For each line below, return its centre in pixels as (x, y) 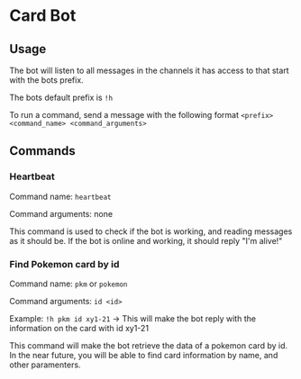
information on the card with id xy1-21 (79, 328)
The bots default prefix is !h (61, 97)
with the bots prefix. (46, 80)
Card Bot (43, 16)
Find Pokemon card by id (64, 264)
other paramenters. (45, 365)
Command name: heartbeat (60, 196)
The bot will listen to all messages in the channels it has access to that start (150, 70)
